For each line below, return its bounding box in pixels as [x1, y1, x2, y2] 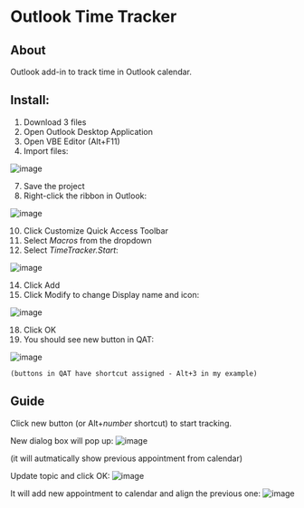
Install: [10, 92, 51, 108]
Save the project [23, 180, 85, 191]
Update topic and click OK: [10, 470, 110, 481]
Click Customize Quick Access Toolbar [23, 225, 168, 236]
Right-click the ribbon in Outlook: [23, 190, 147, 201]
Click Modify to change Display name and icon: [23, 289, 200, 300]
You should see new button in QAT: [23, 333, 155, 345]
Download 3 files [23, 116, 87, 128]
